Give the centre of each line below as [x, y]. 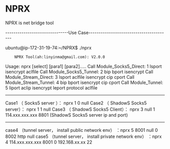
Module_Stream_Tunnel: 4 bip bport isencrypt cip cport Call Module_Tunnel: [84, 82]
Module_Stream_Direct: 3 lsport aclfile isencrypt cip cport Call [70, 77]
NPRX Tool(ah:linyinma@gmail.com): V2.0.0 [60, 57]
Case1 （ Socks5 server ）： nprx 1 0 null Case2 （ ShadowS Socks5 [76, 103]
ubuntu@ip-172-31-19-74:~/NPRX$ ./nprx [49, 47]
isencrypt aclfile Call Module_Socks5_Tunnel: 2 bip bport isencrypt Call [79, 72]
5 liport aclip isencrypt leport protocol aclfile [51, 88]
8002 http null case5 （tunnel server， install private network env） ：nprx [83, 136]
